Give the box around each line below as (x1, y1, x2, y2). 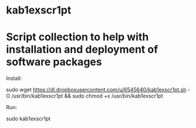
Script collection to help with (6, 31, 149, 44)
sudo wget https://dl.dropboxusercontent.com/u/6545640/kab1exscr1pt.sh (6, 86, 187, 93)
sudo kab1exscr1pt (6, 115, 51, 122)
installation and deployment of (6, 43, 158, 56)
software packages (6, 55, 102, 69)
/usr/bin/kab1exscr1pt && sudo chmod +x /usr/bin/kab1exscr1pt (11, 92, 163, 100)
